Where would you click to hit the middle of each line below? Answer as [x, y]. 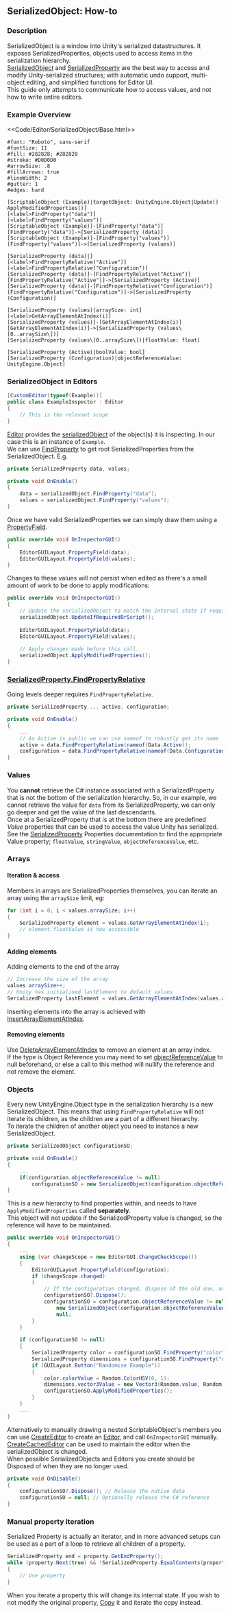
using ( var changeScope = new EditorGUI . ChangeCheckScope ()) [108, 1257]
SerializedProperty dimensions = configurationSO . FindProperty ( [125, 1359]
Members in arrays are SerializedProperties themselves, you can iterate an [112, 891]
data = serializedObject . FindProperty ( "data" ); [88, 494]
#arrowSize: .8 [29, 166]
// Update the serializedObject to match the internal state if [113, 611]
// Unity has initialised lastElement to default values [90, 992]
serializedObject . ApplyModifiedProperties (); [86, 656]
